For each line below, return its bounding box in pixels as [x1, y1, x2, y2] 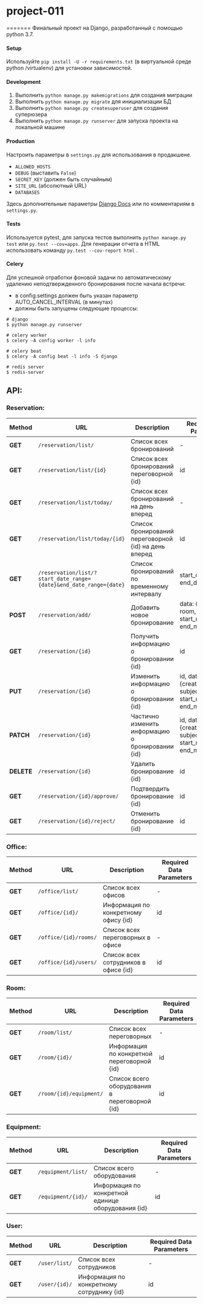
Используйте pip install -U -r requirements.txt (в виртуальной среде [6, 58, 192, 65]
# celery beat [6, 348, 42, 354]
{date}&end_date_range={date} [38, 581, 125, 588]
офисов [102, 891, 125, 899]
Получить [130, 632, 159, 640]
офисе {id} [102, 965, 133, 974]
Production [6, 137, 35, 144]
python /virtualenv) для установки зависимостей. [6, 65, 132, 72]
